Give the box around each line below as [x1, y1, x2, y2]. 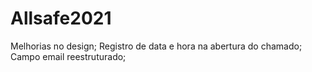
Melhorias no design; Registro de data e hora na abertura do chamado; [10, 40, 303, 52]
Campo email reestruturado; [10, 50, 127, 62]
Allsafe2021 [10, 7, 112, 30]
